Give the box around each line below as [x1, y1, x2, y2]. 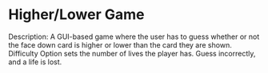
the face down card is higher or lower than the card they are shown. [8, 40, 232, 49]
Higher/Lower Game [8, 6, 145, 24]
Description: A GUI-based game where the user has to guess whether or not [8, 32, 260, 41]
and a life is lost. [8, 57, 62, 67]
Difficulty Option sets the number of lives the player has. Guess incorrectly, [8, 48, 256, 58]
